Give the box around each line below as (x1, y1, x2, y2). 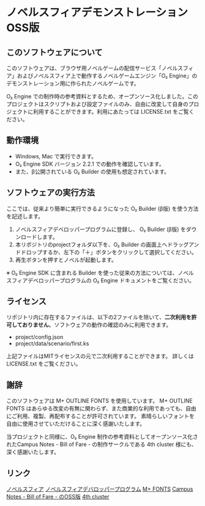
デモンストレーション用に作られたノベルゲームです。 (6, 80, 140, 87)
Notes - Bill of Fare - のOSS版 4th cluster (6, 493, 110, 501)
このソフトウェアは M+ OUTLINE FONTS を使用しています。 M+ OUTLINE (6, 397, 193, 405)
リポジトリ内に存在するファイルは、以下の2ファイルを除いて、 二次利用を (6, 313, 192, 321)
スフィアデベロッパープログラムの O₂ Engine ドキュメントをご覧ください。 (6, 276, 195, 284)
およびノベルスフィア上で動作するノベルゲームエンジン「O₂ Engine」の (17, 72, 198, 79)
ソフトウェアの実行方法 (6, 188, 95, 198)
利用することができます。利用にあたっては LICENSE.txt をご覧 (32, 108, 189, 115)
